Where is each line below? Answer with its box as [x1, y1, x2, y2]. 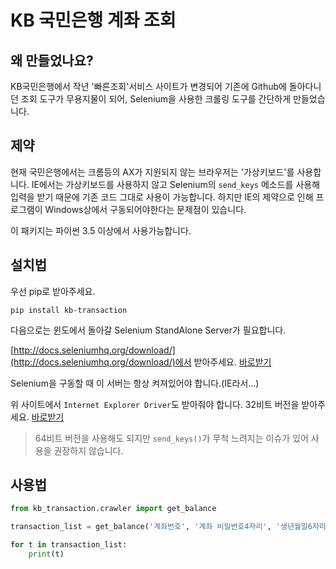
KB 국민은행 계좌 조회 [10, 9, 177, 32]
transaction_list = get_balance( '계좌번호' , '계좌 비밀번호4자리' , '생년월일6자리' [10, 522, 331, 532]
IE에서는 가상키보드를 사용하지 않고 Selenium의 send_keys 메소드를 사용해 [31, 178, 321, 190]
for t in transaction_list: [10, 540, 128, 550]
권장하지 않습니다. [53, 444, 124, 456]
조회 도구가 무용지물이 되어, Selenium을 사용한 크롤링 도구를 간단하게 [20, 93, 292, 105]
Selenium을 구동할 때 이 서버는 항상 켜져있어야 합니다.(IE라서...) [10, 377, 260, 389]
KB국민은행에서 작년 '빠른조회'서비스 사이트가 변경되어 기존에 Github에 [10, 81, 287, 92]
